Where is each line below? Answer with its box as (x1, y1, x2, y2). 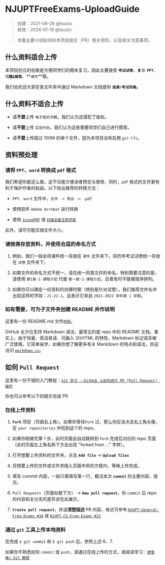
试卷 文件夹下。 (18, 259, 48, 265)
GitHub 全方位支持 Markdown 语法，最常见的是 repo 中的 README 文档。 (5, 329, 154, 334)
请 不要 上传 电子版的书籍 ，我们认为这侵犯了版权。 (12, 114, 109, 120)
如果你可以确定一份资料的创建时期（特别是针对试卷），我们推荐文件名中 (12, 286, 157, 292)
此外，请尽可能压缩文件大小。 (5, 227, 66, 233)
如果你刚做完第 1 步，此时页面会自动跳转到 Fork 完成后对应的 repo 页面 (12, 435, 156, 441)
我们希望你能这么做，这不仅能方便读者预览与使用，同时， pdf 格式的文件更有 (5, 179, 160, 185)
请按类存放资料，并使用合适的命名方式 (5, 241, 96, 248)
